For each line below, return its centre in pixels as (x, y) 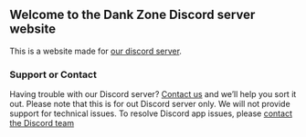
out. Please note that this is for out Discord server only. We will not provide (150, 104)
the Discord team (42, 123)
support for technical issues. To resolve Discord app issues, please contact (151, 113)
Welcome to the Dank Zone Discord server (132, 15)
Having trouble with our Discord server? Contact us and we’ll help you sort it (153, 94)
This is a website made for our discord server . (96, 51)
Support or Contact (53, 74)
